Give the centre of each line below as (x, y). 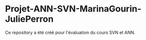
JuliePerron (29, 19)
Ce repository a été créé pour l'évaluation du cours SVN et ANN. (70, 32)
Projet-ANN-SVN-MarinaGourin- (73, 9)
